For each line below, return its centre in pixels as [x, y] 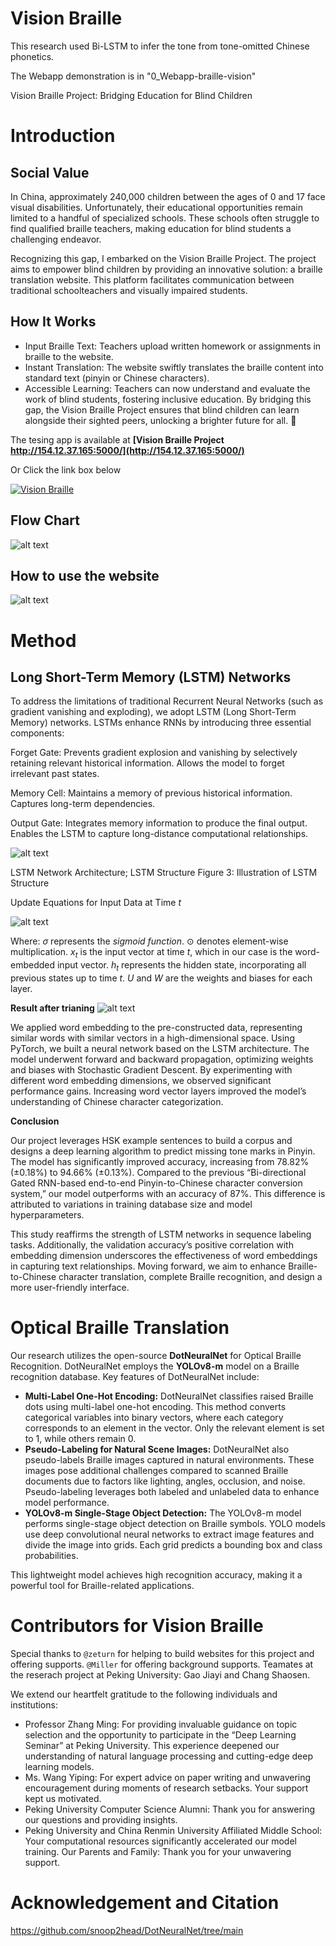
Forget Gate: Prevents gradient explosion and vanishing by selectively [154, 753]
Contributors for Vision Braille [137, 1626]
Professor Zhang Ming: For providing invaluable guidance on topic [161, 1724]
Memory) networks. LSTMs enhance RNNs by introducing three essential [161, 723]
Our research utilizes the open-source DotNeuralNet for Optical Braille [156, 1355]
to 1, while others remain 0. [80, 1438]
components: [37, 733]
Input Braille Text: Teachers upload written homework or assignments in [173, 346]
